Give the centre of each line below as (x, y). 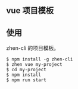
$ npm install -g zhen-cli (40, 59)
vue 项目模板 (30, 11)
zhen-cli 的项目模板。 (33, 48)
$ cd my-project (26, 70)
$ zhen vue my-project (34, 65)
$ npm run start (26, 80)
